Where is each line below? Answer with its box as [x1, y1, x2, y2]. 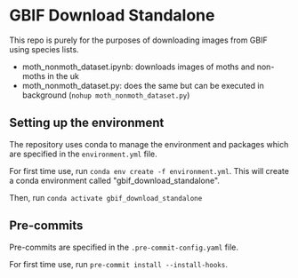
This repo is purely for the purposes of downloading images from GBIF [9, 35, 269, 45]
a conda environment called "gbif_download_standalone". [9, 175, 221, 186]
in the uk [47, 70, 80, 81]
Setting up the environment [9, 115, 165, 131]
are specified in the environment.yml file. [9, 148, 157, 159]
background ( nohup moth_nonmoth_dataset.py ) [21, 90, 190, 100]
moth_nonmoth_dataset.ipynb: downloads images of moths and [21, 61, 255, 72]
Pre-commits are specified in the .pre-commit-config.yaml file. [9, 242, 238, 252]
